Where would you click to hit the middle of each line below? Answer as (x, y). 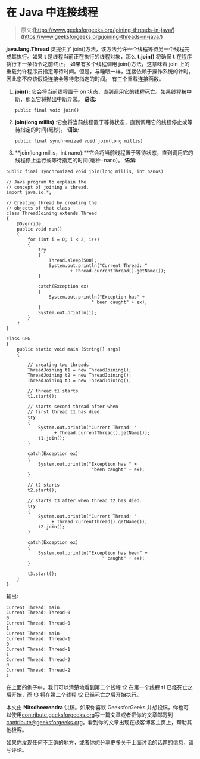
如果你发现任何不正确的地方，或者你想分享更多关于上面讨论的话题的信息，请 (100, 742)
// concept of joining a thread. (48, 187)
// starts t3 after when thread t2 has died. (85, 500)
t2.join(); (51, 527)
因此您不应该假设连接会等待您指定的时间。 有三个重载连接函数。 (85, 79)
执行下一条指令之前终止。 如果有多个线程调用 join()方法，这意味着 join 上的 (98, 64)
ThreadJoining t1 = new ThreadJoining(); (80, 370)
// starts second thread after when (73, 407)
